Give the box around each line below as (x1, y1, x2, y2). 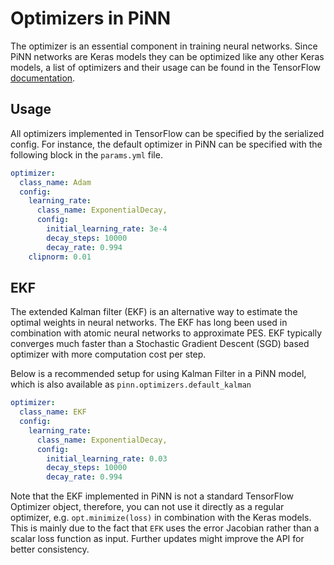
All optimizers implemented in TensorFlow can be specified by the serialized (10, 127, 325, 139)
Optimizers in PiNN (10, 7, 172, 30)
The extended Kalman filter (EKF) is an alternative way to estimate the (10, 306, 298, 318)
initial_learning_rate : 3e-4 (46, 224, 168, 234)
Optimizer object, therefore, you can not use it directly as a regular (10, 501, 285, 513)
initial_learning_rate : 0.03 (46, 453, 168, 464)
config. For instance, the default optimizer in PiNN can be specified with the (10, 138, 323, 150)
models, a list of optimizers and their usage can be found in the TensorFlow (10, 61, 322, 73)
